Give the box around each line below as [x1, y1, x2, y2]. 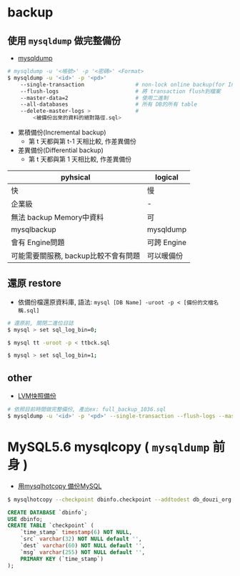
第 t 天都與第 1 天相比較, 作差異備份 [28, 155, 132, 163]
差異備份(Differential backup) [17, 146, 104, 154]
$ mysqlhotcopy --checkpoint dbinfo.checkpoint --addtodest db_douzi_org [7, 496, 232, 503]
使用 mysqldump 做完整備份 [7, 34, 121, 46]
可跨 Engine [146, 237, 187, 247]
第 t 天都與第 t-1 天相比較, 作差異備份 [28, 137, 137, 145]
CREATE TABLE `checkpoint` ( [7, 522, 94, 530]
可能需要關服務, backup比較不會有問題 [11, 251, 141, 261]
